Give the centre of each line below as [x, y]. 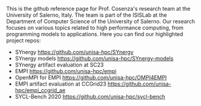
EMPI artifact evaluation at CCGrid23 [60, 84]
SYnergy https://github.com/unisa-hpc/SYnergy [74, 52]
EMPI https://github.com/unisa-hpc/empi [66, 71]
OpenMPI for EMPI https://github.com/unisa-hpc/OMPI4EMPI [91, 78]
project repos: [23, 40]
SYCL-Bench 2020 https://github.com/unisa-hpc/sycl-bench [90, 96]
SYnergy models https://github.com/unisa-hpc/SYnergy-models [94, 58]
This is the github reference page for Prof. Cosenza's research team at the [98, 9]
